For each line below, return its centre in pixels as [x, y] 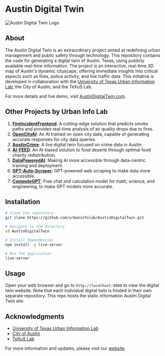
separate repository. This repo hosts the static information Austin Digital [78, 296]
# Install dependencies [30, 240]
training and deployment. [37, 165]
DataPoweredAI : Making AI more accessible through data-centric [79, 160]
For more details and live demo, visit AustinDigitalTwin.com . [66, 96]
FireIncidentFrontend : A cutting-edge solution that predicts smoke [80, 124]
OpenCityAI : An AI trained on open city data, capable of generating [81, 134]
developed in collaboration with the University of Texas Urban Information [80, 81]
